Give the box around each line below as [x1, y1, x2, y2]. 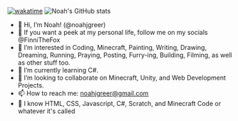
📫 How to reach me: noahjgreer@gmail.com [17, 89, 149, 98]
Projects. [17, 81, 44, 89]
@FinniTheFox [17, 36, 61, 44]
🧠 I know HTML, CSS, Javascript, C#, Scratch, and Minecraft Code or [17, 100, 222, 107]
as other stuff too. [17, 58, 71, 67]
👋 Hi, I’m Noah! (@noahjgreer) [17, 21, 106, 28]
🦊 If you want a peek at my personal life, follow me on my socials [17, 28, 208, 36]
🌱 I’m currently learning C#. [17, 66, 98, 74]
